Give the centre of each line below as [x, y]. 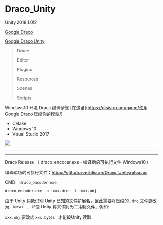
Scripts [24, 98]
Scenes [24, 88]
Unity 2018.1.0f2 [21, 22]
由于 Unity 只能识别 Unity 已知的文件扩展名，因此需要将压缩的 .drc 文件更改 [81, 201]
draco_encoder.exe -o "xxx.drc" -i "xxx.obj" [52, 191]
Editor [23, 60]
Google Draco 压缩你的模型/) [34, 114]
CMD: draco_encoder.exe [31, 182]
